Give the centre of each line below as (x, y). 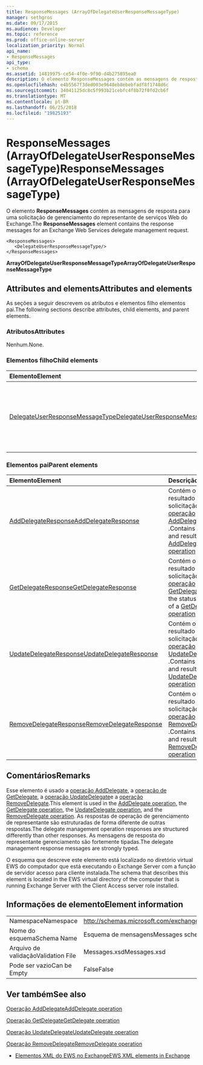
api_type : (19, 62)
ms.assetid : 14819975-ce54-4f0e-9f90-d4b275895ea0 (71, 74)
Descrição (183, 481)
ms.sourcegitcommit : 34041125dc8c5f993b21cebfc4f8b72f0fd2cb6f (88, 91)
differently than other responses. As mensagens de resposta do (85, 835)
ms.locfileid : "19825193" (39, 113)
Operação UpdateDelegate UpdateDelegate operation (72, 1032)
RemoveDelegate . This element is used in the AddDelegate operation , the (97, 803)
